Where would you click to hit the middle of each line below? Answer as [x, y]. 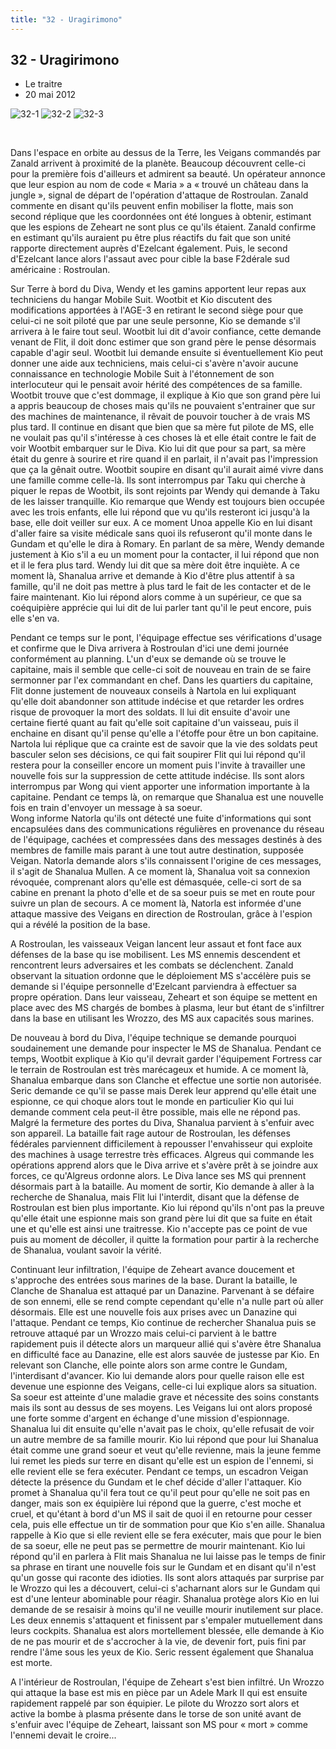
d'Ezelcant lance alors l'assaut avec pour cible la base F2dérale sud [150, 259]
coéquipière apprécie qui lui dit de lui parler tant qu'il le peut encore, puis [161, 608]
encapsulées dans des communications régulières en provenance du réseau [167, 829]
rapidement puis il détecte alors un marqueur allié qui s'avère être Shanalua [166, 1344]
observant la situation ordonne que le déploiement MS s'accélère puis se [161, 976]
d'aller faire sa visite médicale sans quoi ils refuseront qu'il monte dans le [161, 533]
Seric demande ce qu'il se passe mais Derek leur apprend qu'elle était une [163, 1091]
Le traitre [43, 84]
